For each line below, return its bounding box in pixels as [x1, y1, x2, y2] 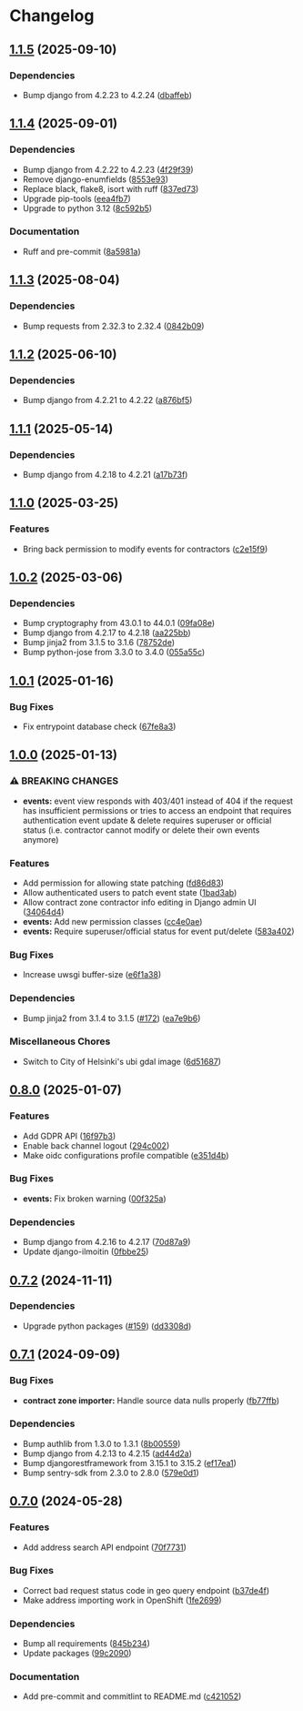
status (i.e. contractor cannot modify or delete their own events [22, 825, 260, 835]
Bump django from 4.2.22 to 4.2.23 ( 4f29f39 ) [22, 164, 194, 175]
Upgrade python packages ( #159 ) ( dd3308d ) [22, 1321, 192, 1331]
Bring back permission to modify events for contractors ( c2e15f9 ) [22, 543, 268, 554]
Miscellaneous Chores [9, 1035, 111, 1048]
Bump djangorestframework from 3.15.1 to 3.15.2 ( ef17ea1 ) [22, 1457, 237, 1468]
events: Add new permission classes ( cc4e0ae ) [22, 916, 203, 926]
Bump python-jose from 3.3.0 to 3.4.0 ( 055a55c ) [22, 647, 206, 658]
